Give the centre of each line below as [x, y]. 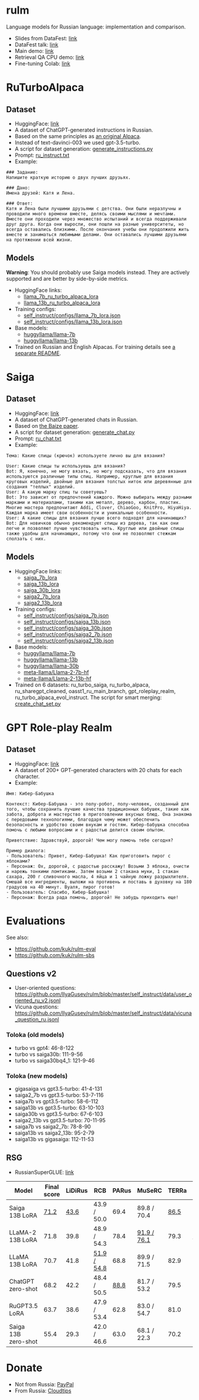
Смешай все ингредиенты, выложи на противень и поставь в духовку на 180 [99, 882]
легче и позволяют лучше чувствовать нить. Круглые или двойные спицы [95, 528]
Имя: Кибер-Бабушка [30, 793]
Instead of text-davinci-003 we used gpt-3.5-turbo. [78, 142]
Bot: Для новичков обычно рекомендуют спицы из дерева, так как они [92, 523]
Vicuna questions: [37, 1007]
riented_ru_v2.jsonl [38, 1001]
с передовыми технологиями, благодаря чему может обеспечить [83, 820]
